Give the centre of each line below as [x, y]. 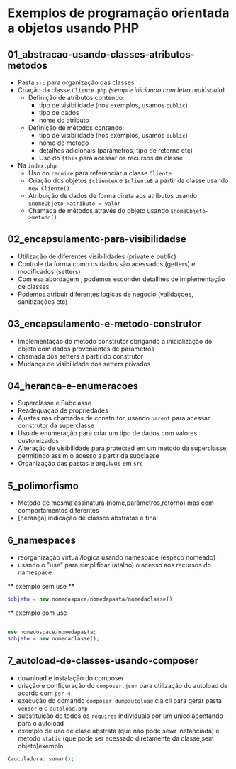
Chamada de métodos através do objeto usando [99, 211]
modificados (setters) [49, 271]
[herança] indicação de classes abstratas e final [88, 518]
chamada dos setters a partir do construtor [80, 356]
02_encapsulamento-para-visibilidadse [97, 239]
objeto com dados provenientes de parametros [86, 349]
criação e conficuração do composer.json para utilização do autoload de [123, 685]
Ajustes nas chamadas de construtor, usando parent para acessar [114, 418]
